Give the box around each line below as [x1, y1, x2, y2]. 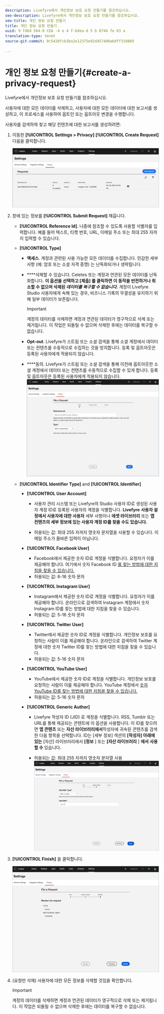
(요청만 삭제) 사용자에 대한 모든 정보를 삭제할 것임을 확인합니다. [12, 977, 133, 983]
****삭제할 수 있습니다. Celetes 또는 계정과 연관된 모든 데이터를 [26, 272, 148, 277]
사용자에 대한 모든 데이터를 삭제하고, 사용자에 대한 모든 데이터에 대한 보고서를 [5, 105, 152, 111]
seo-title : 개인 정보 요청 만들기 [5, 18, 66, 23]
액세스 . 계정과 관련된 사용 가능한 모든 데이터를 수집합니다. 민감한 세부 [26, 255, 159, 261]
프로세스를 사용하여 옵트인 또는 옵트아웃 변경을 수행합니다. [24, 111, 135, 117]
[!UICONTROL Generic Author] [26, 704, 90, 710]
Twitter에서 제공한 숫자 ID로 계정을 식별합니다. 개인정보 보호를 [34, 632, 153, 637]
